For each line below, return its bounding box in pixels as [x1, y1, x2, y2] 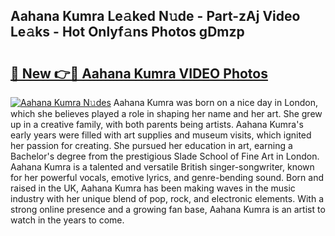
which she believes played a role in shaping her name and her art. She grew [10, 108, 323, 119]
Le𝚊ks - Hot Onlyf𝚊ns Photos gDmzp [10, 24, 245, 41]
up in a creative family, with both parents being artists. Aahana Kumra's [10, 119, 304, 130]
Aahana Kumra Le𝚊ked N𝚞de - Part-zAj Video [10, 8, 301, 25]
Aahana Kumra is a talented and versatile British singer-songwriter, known [10, 161, 315, 173]
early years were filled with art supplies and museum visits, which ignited [10, 129, 312, 141]
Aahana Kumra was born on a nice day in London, [113, 97, 319, 108]
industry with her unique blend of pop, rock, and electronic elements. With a [10, 193, 324, 204]
